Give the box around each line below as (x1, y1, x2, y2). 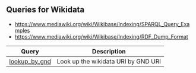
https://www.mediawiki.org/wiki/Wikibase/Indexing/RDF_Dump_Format (14, 33, 188, 40)
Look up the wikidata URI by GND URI (56, 57, 162, 65)
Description (91, 47, 126, 55)
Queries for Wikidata (6, 5, 85, 15)
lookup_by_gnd (9, 57, 52, 65)
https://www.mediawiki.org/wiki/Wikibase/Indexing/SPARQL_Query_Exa (14, 20, 190, 27)
